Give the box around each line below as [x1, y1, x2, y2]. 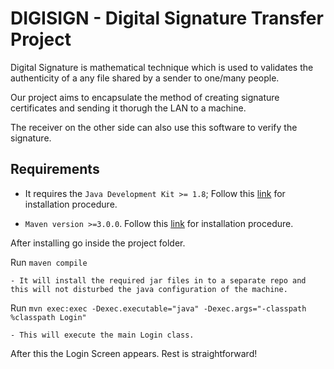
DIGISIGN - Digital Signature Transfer [10, 7, 324, 30]
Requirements [10, 161, 100, 178]
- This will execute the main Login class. [10, 330, 195, 340]
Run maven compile [10, 256, 88, 268]
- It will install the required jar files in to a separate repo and [10, 275, 307, 286]
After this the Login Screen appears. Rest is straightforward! [10, 347, 258, 359]
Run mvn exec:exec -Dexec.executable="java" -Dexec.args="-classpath [10, 302, 307, 314]
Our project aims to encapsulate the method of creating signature [10, 91, 280, 103]
